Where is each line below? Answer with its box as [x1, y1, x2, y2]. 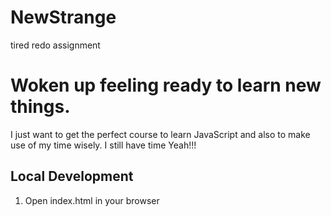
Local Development [10, 168, 134, 185]
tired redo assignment [10, 39, 101, 51]
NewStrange [10, 6, 117, 29]
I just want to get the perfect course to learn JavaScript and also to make [10, 128, 311, 140]
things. [10, 96, 71, 118]
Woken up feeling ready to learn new [10, 74, 322, 97]
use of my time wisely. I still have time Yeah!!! [10, 139, 197, 151]
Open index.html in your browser [24, 194, 160, 206]
